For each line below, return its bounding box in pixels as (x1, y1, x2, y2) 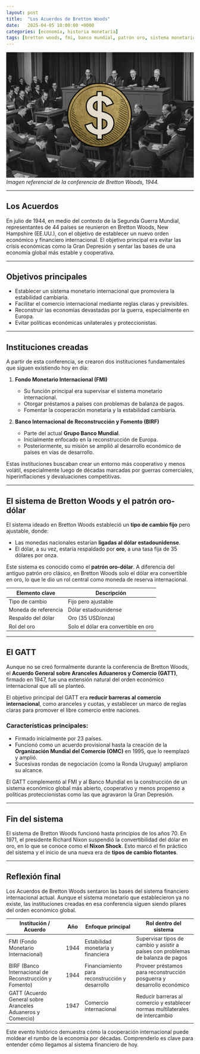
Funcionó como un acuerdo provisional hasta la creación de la (14, 741, 168, 749)
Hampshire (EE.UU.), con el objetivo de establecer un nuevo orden (6, 230, 169, 237)
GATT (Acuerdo (8, 990, 48, 997)
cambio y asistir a (136, 941, 179, 948)
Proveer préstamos (136, 962, 183, 969)
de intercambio (136, 1012, 173, 1019)
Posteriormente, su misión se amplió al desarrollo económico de (23, 443, 182, 450)
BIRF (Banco (8, 962, 40, 969)
